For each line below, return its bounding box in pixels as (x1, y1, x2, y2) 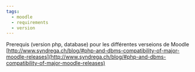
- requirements (11, 19, 49, 25)
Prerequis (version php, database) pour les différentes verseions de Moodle (6, 41, 190, 48)
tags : (6, 8, 19, 15)
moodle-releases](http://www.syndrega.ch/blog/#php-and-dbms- (6, 53, 166, 60)
